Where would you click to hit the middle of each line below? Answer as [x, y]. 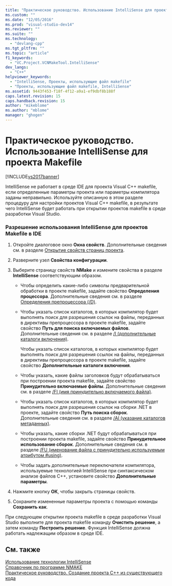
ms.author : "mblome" [27, 110]
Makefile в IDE [24, 233]
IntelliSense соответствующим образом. [57, 276]
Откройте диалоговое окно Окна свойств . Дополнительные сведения [90, 245]
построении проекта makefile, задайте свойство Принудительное [93, 439]
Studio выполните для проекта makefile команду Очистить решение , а [83, 522]
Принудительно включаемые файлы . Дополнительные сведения [93, 386]
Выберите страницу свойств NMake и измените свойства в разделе [88, 270]
